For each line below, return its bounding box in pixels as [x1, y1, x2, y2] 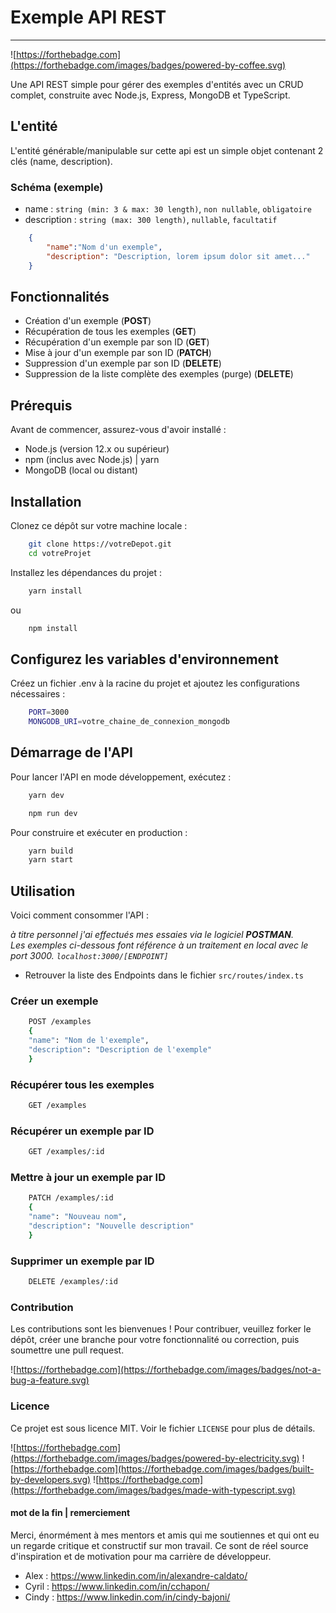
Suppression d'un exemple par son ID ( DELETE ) [24, 357, 222, 370]
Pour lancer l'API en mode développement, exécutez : [10, 771, 232, 783]
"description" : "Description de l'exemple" [28, 1045, 213, 1055]
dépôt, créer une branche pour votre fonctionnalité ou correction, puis [10, 1334, 300, 1346]
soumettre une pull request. [10, 1344, 125, 1356]
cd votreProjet [28, 548, 92, 558]
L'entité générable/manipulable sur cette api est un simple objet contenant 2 [10, 144, 324, 156]
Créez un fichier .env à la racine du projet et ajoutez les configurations [10, 677, 300, 690]
